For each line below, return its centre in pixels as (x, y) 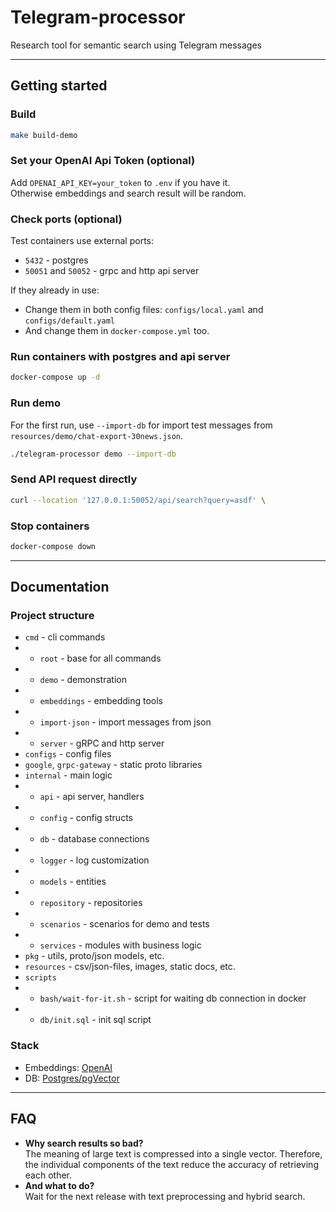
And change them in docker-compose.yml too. (117, 331)
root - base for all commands (100, 658)
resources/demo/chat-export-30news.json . (97, 435)
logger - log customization (94, 860)
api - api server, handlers (92, 797)
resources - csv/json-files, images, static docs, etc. (130, 967)
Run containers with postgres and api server (120, 357)
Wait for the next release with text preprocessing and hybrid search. (165, 1196)
